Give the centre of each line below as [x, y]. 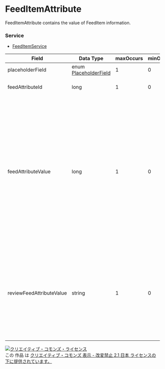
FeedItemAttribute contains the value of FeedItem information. [68, 23]
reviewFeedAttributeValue [37, 293]
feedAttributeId [25, 87]
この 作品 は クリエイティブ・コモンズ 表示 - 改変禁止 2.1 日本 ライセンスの [81, 355]
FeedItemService [29, 46]
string [79, 293]
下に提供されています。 [29, 362]
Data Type [91, 59]
